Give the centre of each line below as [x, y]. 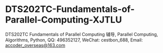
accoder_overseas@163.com [35, 45]
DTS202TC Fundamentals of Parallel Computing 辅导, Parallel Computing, [82, 34]
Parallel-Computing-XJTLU [64, 20]
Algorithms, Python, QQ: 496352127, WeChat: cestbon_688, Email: [74, 40]
